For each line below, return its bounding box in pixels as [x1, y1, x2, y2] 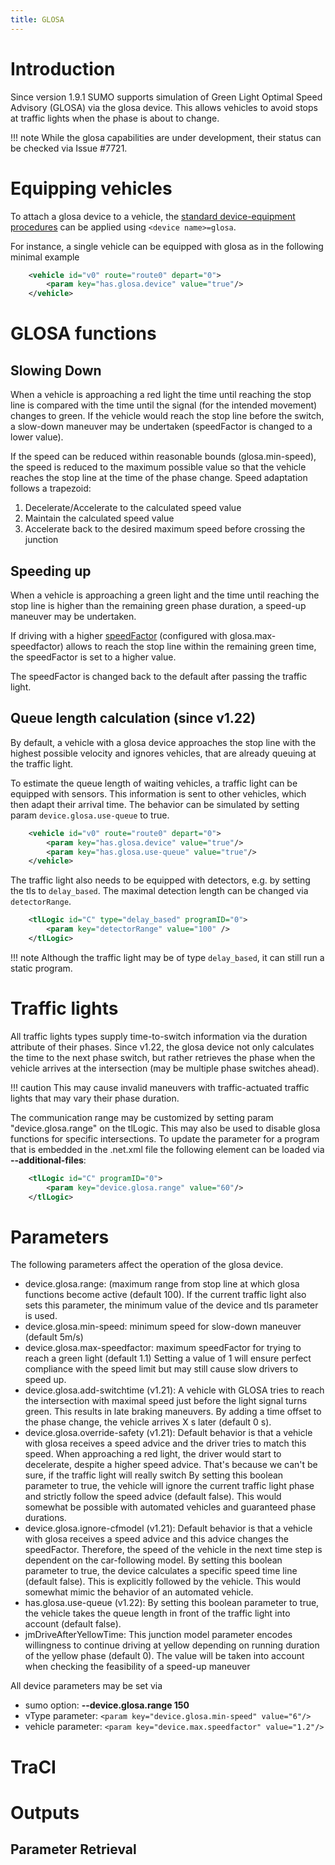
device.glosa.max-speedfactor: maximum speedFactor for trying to [24, 1342, 302, 1354]
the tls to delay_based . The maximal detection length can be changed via [10, 885, 309, 897]
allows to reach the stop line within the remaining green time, [65, 640, 317, 652]
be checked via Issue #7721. [10, 142, 128, 154]
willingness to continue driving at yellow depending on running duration [24, 1639, 320, 1651]
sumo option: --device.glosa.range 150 [24, 1699, 190, 1711]
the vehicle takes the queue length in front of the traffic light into [24, 1607, 291, 1620]
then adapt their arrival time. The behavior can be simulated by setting [10, 798, 300, 810]
